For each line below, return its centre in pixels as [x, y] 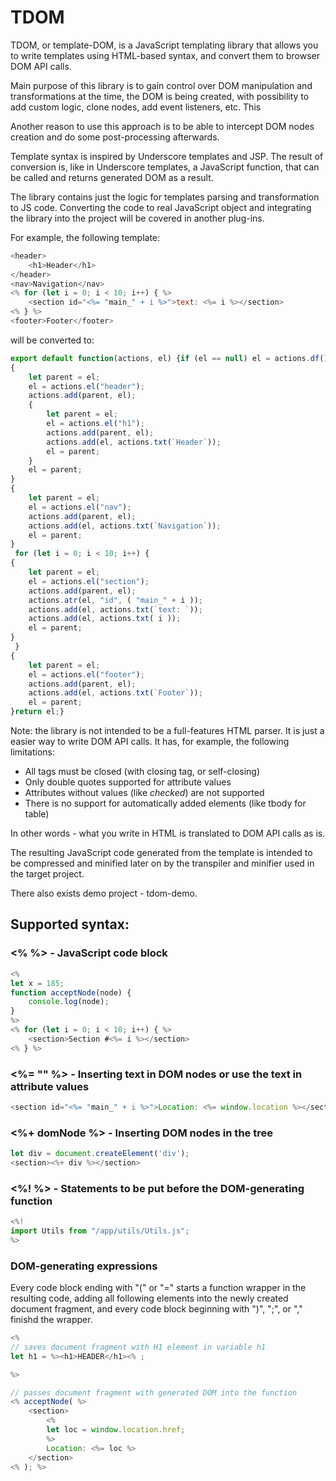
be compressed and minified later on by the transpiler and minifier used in [162, 863]
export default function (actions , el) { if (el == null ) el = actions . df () [169, 358]
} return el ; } [37, 712]
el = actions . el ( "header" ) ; [86, 386]
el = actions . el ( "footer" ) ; [86, 674]
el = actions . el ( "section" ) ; [89, 581]
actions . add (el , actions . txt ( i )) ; [105, 619]
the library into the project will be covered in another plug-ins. [137, 218]
